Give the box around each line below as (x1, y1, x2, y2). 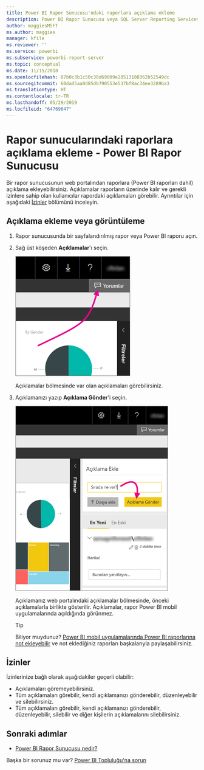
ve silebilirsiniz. (15, 698, 54, 706)
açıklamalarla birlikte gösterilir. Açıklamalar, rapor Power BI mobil (15, 603, 177, 611)
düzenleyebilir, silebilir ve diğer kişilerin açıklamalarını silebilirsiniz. (15, 711, 181, 718)
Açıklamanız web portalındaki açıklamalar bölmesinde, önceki (15, 597, 169, 604)
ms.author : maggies (6, 29, 56, 35)
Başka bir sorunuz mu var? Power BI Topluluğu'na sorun (6, 757, 147, 764)
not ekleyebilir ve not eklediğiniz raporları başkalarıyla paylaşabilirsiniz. (15, 639, 193, 647)
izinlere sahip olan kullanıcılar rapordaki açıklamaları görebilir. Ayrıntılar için (6, 192, 194, 199)
